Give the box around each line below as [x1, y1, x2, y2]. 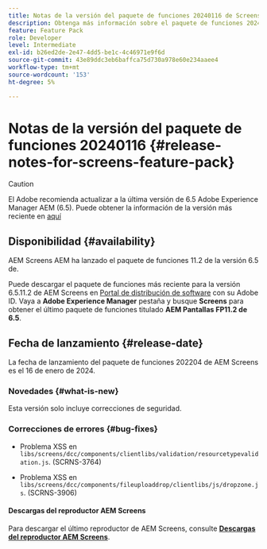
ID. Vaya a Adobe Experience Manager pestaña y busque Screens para [8, 296, 244, 306]
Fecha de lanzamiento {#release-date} [8, 336, 204, 350]
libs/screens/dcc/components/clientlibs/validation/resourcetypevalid [19, 450, 259, 458]
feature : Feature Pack [8, 26, 83, 34]
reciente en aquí [8, 211, 62, 221]
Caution [8, 180, 34, 189]
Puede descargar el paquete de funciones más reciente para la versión [8, 280, 241, 289]
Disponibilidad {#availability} [8, 234, 156, 248]
